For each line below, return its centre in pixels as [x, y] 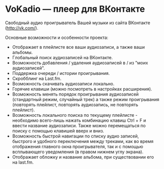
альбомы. [22, 52]
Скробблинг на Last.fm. [37, 78]
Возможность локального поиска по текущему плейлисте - [75, 115]
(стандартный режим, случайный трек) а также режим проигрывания [86, 99]
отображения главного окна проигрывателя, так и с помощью [78, 146]
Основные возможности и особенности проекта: [57, 37]
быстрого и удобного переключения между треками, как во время [83, 141]
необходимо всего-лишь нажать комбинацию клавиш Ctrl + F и [79, 120]
